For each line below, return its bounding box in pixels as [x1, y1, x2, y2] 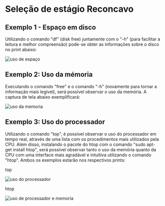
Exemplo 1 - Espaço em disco [5, 23, 96, 32]
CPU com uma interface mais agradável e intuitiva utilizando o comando [5, 152, 152, 158]
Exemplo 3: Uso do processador [5, 118, 105, 126]
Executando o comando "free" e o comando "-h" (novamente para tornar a [5, 83, 157, 89]
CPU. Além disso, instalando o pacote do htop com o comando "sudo [5, 141, 146, 147]
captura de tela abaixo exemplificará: [5, 94, 80, 100]
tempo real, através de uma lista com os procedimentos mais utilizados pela [5, 136, 159, 142]
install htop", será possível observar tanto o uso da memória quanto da [13, 146, 157, 152]
